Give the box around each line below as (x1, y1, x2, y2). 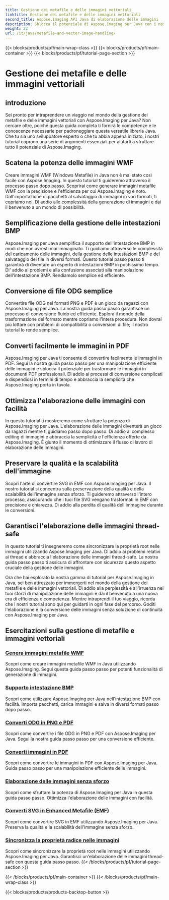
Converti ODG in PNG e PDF (5, 719, 74, 726)
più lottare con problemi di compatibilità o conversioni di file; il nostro (5, 321, 148, 328)
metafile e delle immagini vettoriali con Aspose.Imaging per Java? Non (5, 117, 151, 123)
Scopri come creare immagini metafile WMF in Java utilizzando (5, 661, 136, 667)
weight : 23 (5, 26, 28, 31)
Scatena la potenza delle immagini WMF (5, 158, 134, 167)
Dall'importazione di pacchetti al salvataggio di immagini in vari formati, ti (5, 193, 157, 199)
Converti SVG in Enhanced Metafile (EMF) (5, 807, 109, 814)
